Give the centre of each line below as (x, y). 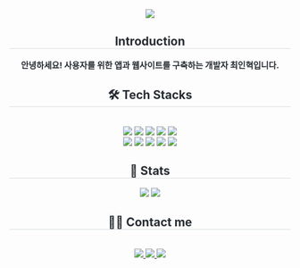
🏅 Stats (150, 171)
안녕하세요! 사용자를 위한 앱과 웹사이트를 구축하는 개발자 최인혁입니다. (150, 65)
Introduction (150, 42)
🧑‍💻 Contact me (150, 222)
